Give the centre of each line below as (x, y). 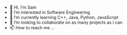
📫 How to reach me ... (32, 28)
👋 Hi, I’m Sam (23, 7)
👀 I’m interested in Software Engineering (50, 12)
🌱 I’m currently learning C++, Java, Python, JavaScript (64, 17)
